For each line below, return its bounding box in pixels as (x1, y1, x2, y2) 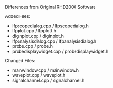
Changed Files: (5, 58, 36, 63)
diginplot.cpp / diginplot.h (12, 33, 64, 39)
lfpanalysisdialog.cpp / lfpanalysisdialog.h (12, 38, 97, 44)
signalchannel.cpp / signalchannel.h (12, 77, 85, 83)
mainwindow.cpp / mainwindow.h (12, 67, 79, 73)
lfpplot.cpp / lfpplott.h (12, 28, 56, 33)
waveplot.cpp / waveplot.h (12, 73, 66, 78)
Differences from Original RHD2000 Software (5, 4, 96, 10)
